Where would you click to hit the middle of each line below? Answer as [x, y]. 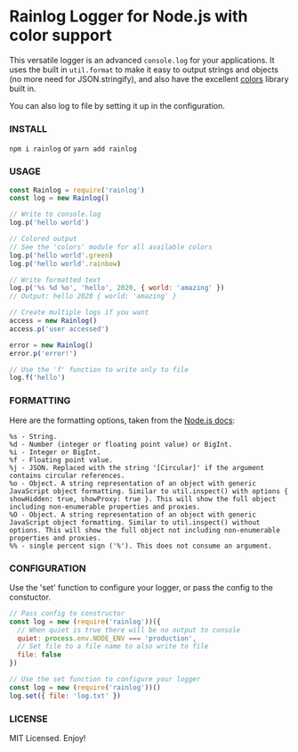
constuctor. [30, 597]
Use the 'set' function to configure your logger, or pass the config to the [141, 587]
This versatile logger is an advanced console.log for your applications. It [142, 60]
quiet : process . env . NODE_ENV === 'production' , [107, 638]
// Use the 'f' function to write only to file [99, 369]
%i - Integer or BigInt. [55, 452]
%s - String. [33, 436]
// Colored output [43, 239]
